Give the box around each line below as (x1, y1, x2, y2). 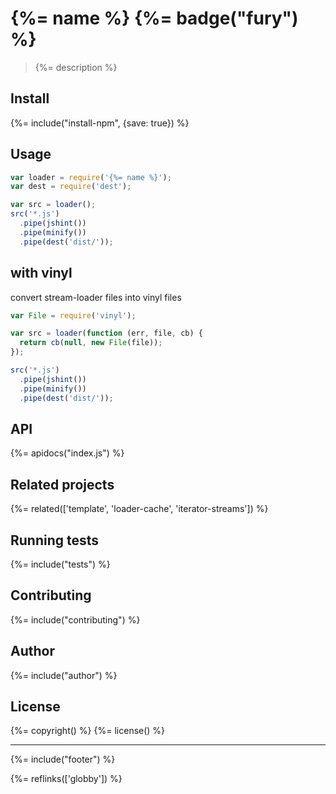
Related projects (10, 476, 115, 493)
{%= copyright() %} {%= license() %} (10, 725, 166, 737)
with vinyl (10, 265, 73, 282)
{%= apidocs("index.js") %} (10, 447, 125, 459)
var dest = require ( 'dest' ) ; (10, 182, 132, 192)
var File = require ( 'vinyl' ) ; (10, 310, 137, 321)
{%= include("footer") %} (10, 753, 116, 766)
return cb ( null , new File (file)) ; (19, 338, 163, 348)
